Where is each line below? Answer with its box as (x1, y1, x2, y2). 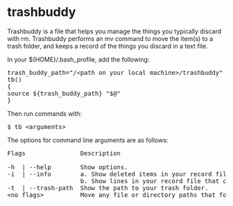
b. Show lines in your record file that (80, 177, 220, 184)
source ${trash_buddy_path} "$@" (7, 89, 121, 97)
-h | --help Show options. (7, 163, 128, 171)
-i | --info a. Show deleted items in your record (7, 170, 213, 178)
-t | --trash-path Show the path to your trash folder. (7, 184, 209, 191)
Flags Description (7, 149, 121, 157)
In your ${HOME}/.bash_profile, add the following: (7, 55, 150, 63)
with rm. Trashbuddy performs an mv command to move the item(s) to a (7, 34, 214, 42)
